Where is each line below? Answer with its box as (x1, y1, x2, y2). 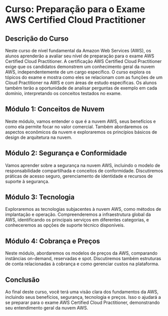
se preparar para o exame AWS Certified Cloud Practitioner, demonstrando (5, 299, 160, 305)
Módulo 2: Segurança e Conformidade (5, 149, 127, 157)
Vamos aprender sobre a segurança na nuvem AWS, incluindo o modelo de (5, 162, 160, 168)
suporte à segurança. (5, 178, 50, 184)
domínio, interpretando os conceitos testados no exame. (5, 91, 122, 96)
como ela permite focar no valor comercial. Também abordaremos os (5, 123, 148, 129)
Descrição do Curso (5, 34, 69, 43)
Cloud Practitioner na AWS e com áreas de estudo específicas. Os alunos (5, 80, 157, 86)
